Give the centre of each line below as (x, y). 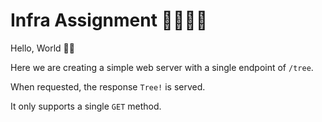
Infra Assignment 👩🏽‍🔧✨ (109, 20)
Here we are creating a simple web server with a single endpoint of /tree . (162, 67)
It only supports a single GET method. (86, 106)
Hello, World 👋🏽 (42, 48)
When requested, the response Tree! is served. (108, 86)
